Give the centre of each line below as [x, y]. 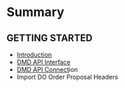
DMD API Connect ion [47, 69]
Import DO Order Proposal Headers [67, 77]
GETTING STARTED [50, 38]
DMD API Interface [43, 62]
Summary [35, 12]
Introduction [34, 54]
